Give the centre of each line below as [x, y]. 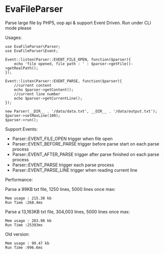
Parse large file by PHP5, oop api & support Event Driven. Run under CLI [78, 23]
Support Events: [21, 129]
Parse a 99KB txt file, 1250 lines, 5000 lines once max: [60, 189]
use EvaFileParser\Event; [32, 51]
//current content [33, 85]
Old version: [17, 234]
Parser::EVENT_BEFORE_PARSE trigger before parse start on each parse [86, 144]
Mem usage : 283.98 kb [28, 220]
